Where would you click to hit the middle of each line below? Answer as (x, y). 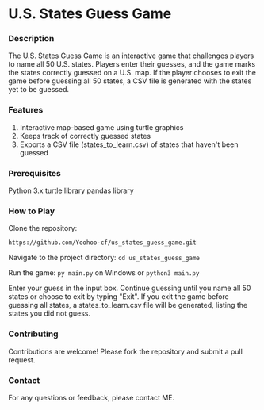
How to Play (32, 211)
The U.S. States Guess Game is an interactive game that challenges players (131, 56)
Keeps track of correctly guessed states (85, 136)
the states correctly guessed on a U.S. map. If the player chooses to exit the (132, 73)
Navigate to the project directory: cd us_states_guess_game (104, 258)
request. (22, 360)
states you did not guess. (50, 313)
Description (31, 39)
